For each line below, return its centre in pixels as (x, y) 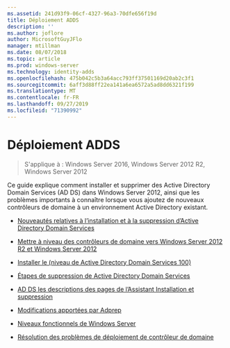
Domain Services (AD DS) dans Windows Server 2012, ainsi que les (104, 192)
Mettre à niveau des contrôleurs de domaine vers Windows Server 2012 (120, 241)
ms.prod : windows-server (43, 65)
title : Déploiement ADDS (43, 20)
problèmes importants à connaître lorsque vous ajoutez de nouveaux (106, 199)
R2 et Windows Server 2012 (57, 249)
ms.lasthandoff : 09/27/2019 (48, 104)
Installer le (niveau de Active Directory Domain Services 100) (104, 262)
